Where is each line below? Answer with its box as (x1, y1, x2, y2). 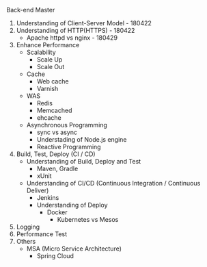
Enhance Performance (16, 41, 80, 49)
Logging (16, 222, 40, 231)
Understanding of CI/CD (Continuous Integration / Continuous (26, 179, 201, 187)
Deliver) (26, 186, 49, 194)
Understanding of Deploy (36, 201, 108, 209)
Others (16, 238, 36, 245)
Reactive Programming (36, 143, 101, 151)
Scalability (26, 48, 56, 56)
